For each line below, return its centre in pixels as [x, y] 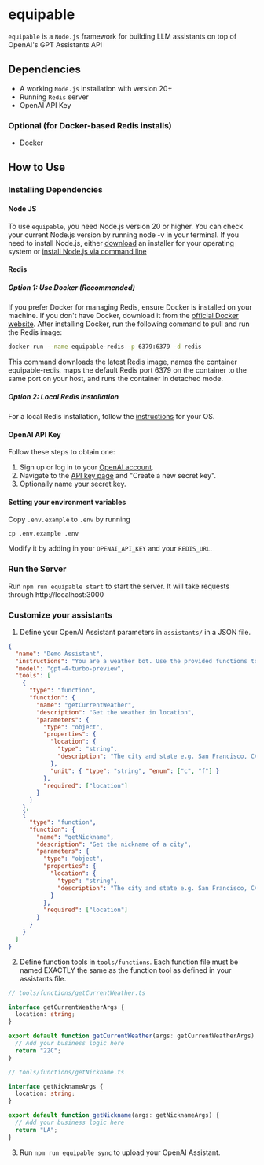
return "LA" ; [37, 1130]
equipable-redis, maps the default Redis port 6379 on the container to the [128, 370]
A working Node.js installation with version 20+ [96, 88]
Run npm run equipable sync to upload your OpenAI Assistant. [120, 1152]
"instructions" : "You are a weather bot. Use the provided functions [131, 661]
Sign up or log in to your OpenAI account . [87, 467]
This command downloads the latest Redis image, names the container [123, 362]
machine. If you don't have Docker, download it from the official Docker [124, 316]
